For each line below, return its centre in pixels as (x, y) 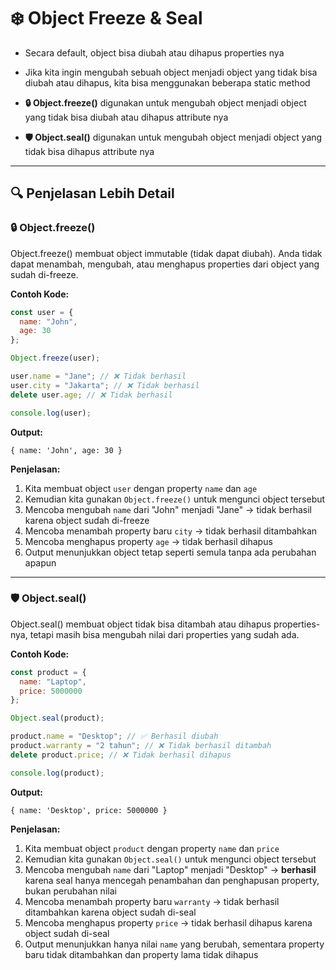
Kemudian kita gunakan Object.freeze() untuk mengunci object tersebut (175, 499)
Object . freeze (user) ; (55, 358)
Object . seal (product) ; (57, 718)
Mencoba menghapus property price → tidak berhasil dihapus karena (168, 922)
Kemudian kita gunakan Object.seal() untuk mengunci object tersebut (170, 859)
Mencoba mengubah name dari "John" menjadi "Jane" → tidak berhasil (168, 509)
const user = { (42, 312)
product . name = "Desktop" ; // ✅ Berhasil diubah (114, 736)
